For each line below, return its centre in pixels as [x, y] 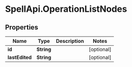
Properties [22, 27]
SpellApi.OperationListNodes [66, 9]
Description [70, 41]
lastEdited [20, 57]
